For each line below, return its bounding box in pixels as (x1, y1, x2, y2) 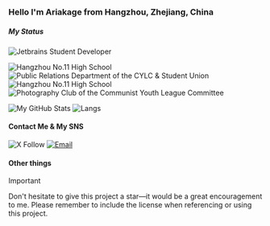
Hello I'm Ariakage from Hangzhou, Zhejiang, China (8, 6, 214, 18)
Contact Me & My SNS (8, 121, 85, 131)
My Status (8, 27, 44, 36)
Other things (8, 158, 52, 167)
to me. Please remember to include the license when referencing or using (8, 200, 252, 210)
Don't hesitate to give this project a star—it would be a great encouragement (8, 191, 263, 201)
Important (8, 176, 41, 186)
